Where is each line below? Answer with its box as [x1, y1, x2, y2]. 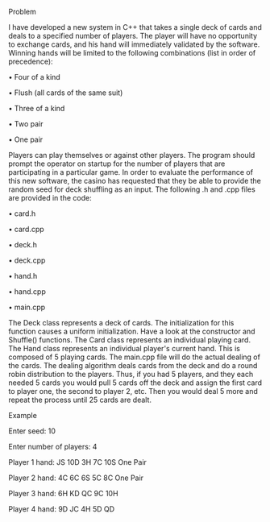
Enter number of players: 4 [8, 442, 98, 451]
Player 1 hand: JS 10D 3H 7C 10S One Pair [8, 458, 147, 466]
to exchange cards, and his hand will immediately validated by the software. [8, 39, 260, 49]
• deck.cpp [8, 255, 46, 265]
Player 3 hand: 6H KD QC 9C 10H [8, 489, 118, 498]
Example [8, 411, 38, 420]
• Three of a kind [8, 104, 65, 113]
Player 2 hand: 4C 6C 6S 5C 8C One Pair [8, 473, 143, 483]
